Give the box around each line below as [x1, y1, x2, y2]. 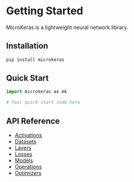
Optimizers [14, 170, 42, 176]
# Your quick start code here [6, 100, 81, 106]
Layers [14, 144, 31, 151]
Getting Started [6, 4, 84, 18]
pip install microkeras [6, 56, 65, 63]
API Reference [6, 116, 60, 126]
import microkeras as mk [6, 89, 67, 95]
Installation [6, 41, 48, 51]
